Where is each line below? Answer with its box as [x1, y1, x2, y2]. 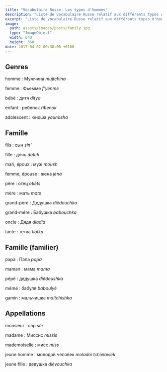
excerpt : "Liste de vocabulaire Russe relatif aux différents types [5, 16, 150, 21]
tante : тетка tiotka [5, 229, 44, 235]
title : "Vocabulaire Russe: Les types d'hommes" [5, 7, 108, 12]
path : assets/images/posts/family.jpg [9, 26, 90, 31]
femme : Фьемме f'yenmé [5, 86, 59, 92]
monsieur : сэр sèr [5, 322, 44, 328]
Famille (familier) [5, 243, 59, 252]
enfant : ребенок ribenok [5, 105, 57, 111]
